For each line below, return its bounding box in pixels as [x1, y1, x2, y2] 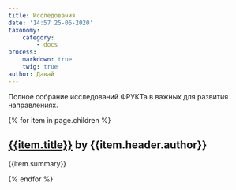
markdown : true [22, 56, 73, 64]
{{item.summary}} [8, 159, 67, 169]
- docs [36, 41, 58, 49]
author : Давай [8, 70, 55, 78]
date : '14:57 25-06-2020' [8, 19, 93, 27]
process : [8, 48, 37, 56]
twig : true [22, 63, 58, 71]
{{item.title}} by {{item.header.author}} [8, 139, 208, 152]
